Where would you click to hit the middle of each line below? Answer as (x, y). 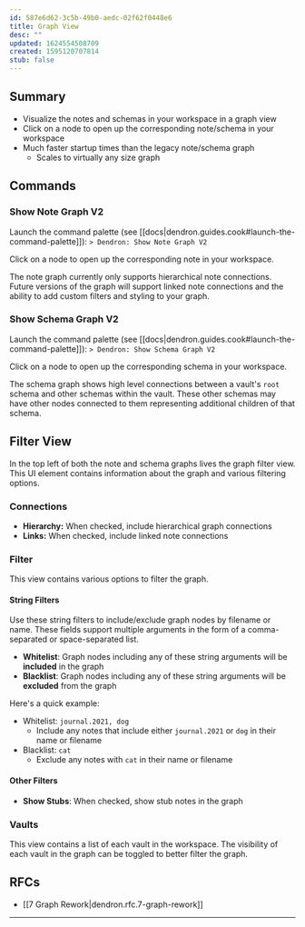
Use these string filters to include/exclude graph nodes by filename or (140, 620)
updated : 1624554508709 (54, 43)
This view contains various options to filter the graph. (109, 579)
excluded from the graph (69, 686)
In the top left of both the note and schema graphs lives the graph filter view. (152, 463)
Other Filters (34, 781)
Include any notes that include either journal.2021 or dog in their (156, 731)
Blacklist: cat (47, 750)
